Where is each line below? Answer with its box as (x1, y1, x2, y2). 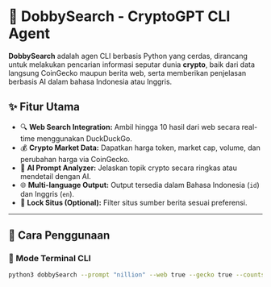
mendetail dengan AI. (19, 171, 91, 181)
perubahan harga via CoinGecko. (19, 154, 131, 164)
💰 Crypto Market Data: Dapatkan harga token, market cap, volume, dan (19, 143, 261, 152)
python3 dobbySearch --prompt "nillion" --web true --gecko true (8, 271, 232, 279)
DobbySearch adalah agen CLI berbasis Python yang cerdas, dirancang (8, 51, 248, 60)
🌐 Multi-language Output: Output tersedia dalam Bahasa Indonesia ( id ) (19, 180, 260, 189)
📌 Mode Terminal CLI (8, 253, 91, 264)
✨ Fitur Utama (8, 100, 81, 114)
